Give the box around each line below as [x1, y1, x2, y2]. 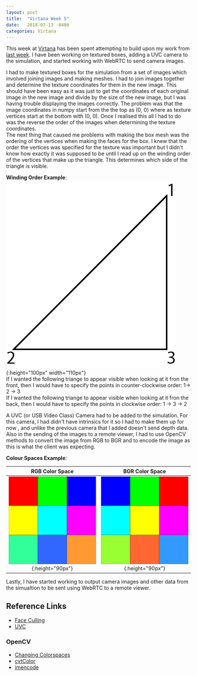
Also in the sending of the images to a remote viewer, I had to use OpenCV [6, 431, 186, 438]
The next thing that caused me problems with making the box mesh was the [6, 131, 189, 138]
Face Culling [14, 617, 45, 624]
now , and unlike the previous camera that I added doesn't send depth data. [6, 424, 189, 432]
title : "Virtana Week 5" [6, 15, 69, 22]
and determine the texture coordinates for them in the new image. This [6, 81, 177, 88]
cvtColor [14, 657, 36, 664]
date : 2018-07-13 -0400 [6, 22, 69, 28]
